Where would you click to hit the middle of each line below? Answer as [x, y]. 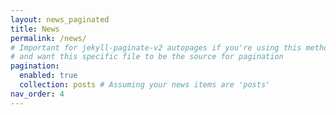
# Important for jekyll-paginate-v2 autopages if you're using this [156, 47]
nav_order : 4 [37, 94]
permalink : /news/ [48, 38]
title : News [35, 29]
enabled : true [48, 76]
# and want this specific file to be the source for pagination [147, 57]
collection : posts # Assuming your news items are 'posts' [145, 85]
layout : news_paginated [60, 19]
